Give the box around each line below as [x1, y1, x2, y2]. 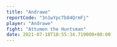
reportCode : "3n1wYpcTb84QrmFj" [6, 15, 89, 21]
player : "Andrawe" [6, 20, 53, 26]
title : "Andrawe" [6, 9, 51, 15]
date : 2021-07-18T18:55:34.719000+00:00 [6, 32, 111, 38]
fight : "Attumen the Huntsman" [6, 26, 86, 32]
